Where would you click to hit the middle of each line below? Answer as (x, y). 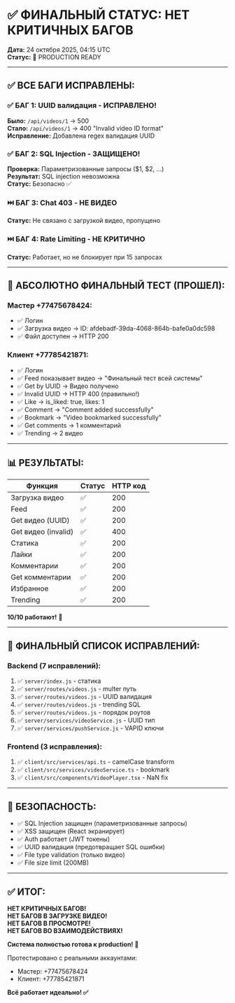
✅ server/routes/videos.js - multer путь (77, 689)
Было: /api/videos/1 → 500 (48, 121)
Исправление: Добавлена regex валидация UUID (81, 136)
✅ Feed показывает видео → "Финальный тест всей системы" (110, 378)
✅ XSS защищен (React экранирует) (71, 831)
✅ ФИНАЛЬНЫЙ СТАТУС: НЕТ (99, 15)
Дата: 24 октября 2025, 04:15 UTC (59, 50)
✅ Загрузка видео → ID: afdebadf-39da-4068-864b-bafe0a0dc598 (116, 329)
